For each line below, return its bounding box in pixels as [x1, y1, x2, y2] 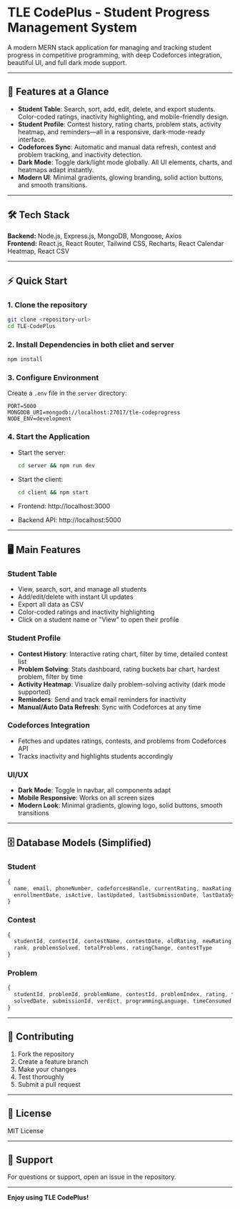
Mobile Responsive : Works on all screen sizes [17, 794, 155, 802]
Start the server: [17, 448, 66, 457]
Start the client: [17, 474, 64, 483]
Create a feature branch [17, 1057, 89, 1065]
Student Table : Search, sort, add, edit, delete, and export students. [17, 104, 216, 113]
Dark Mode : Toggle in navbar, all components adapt [17, 786, 171, 795]
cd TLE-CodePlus [7, 323, 56, 330]
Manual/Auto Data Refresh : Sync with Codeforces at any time [17, 702, 201, 711]
